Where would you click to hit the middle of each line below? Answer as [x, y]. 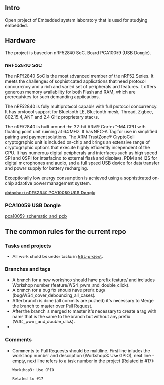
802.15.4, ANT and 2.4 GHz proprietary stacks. [52, 117]
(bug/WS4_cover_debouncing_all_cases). [54, 295]
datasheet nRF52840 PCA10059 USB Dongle [50, 192]
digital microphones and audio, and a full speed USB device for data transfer [82, 163]
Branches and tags [28, 269]
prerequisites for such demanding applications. [53, 97]
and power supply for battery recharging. [47, 168]
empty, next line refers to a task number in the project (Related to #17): [83, 361]
